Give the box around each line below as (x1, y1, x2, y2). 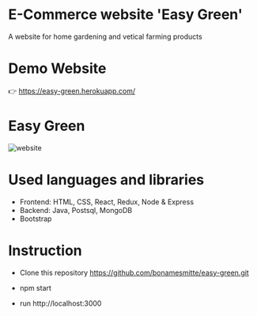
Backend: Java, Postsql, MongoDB (19, 205, 133, 215)
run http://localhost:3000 (19, 299, 102, 308)
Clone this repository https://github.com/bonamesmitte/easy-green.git (19, 268, 249, 277)
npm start (19, 283, 51, 292)
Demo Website (8, 59, 107, 78)
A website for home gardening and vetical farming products (8, 32, 203, 41)
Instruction (8, 242, 82, 259)
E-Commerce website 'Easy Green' (8, 6, 243, 24)
